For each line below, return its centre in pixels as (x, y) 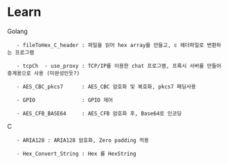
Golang (17, 31)
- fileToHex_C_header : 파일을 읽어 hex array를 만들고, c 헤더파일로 (110, 45)
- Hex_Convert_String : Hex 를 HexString (76, 154)
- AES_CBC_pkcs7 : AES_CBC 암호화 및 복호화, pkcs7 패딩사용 (106, 86)
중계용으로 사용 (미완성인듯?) (44, 73)
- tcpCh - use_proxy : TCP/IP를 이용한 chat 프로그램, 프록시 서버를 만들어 (119, 66)
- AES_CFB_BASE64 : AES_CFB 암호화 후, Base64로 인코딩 (99, 113)
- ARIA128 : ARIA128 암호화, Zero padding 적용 (82, 140)
